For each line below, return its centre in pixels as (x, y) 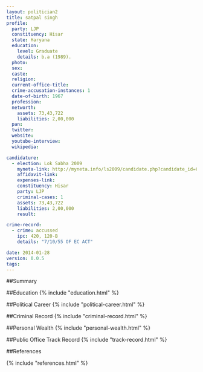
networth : (24, 107)
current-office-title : (40, 85)
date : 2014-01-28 (28, 253)
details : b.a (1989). (44, 57)
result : (27, 214)
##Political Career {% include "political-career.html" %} (76, 305)
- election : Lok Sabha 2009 (47, 163)
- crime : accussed (35, 230)
